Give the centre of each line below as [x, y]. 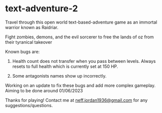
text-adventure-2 [41, 9]
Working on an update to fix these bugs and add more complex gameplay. [80, 85]
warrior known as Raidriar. [32, 27]
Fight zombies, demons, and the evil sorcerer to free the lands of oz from [80, 37]
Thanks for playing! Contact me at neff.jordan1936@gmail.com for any [77, 100]
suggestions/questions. [29, 105]
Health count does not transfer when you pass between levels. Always [84, 61]
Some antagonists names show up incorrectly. [59, 76]
